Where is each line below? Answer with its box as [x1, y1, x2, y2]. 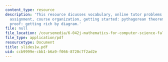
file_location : [5, 30, 37, 35]
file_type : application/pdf [5, 35, 64, 40]
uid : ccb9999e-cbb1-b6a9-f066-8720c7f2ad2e [5, 49, 97, 54]
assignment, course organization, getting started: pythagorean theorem [9, 16, 164, 21]
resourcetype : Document [5, 40, 55, 45]
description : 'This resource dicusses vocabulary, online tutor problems [5, 12, 162, 17]
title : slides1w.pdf [5, 44, 48, 49]
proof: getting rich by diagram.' [9, 21, 81, 26]
